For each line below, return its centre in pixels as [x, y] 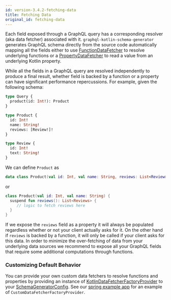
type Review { [20, 143]
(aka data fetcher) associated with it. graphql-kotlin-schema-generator [80, 39]
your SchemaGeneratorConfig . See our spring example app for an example [84, 287]
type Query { [19, 97]
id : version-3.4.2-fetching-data [41, 10]
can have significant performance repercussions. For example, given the [81, 82]
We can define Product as [32, 167]
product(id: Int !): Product [40, 102]
